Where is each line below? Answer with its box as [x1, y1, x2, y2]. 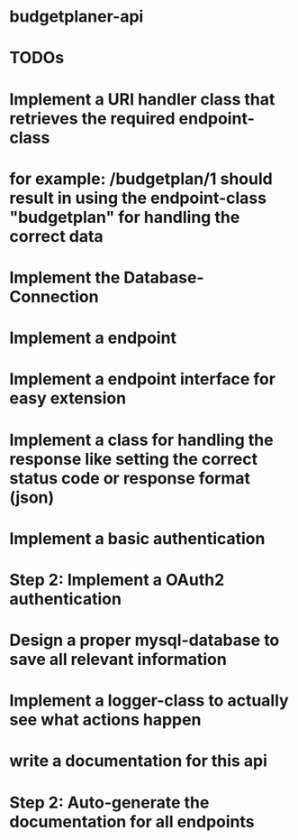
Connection [9, 286, 99, 307]
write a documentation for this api [9, 751, 268, 771]
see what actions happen [9, 710, 202, 730]
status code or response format [9, 467, 250, 488]
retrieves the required [9, 108, 176, 128]
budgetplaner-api [9, 6, 144, 27]
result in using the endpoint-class [9, 188, 267, 208]
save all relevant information [9, 650, 227, 669]
